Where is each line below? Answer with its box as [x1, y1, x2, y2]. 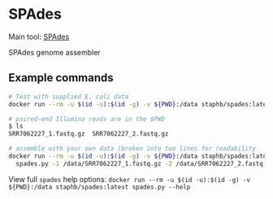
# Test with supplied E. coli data [8, 93, 129, 101]
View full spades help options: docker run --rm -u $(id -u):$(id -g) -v [8, 174, 250, 184]
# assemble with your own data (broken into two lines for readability [8, 145, 256, 153]
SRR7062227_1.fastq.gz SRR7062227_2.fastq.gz [8, 130, 169, 138]
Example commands [8, 71, 114, 85]
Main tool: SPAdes [8, 32, 70, 41]
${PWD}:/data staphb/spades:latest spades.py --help [8, 183, 191, 191]
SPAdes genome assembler [8, 47, 101, 57]
